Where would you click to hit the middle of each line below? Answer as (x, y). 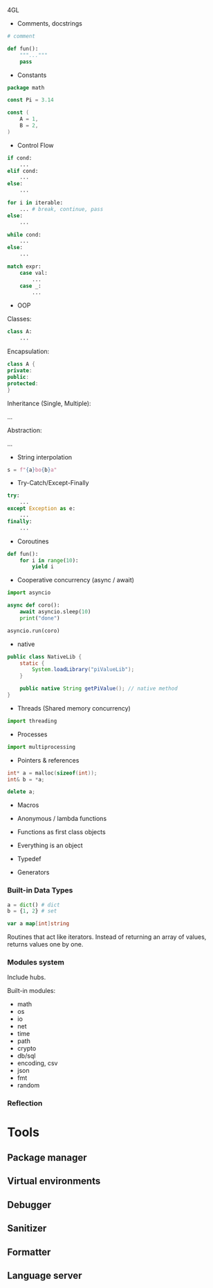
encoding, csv (37, 1063)
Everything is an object (50, 845)
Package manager (47, 1157)
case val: (34, 273)
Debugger (29, 1204)
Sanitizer (27, 1229)
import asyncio (29, 593)
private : (20, 371)
